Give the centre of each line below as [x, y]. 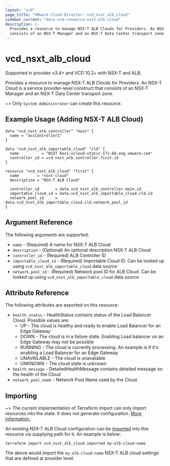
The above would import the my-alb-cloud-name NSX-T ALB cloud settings [82, 453]
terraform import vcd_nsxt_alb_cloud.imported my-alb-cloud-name [75, 444]
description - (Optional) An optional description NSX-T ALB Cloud [81, 250]
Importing [21, 396]
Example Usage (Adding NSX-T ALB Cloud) [74, 119]
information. [18, 419]
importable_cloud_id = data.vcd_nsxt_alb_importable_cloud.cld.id [81, 193]
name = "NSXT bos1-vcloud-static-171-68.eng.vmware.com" [81, 153]
